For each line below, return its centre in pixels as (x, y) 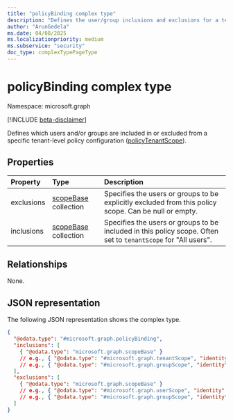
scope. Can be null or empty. (151, 211)
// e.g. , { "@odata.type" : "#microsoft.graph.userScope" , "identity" (122, 391)
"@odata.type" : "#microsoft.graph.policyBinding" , (88, 339)
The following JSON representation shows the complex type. (94, 320)
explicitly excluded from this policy (160, 202)
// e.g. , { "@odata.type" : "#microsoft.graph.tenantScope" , (108, 358)
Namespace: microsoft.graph (49, 106)
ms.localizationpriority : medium (55, 40)
